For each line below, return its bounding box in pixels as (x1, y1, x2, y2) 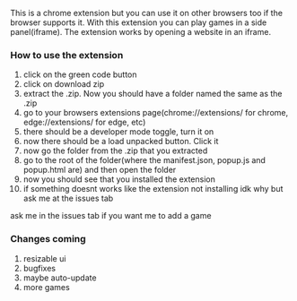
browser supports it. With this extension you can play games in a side (10, 17, 267, 28)
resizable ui (22, 253, 66, 263)
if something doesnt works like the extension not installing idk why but (22, 184, 284, 194)
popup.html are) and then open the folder (22, 165, 177, 176)
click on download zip (22, 79, 105, 90)
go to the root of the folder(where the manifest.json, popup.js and (22, 155, 266, 166)
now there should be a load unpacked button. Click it (22, 136, 219, 147)
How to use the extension (10, 48, 124, 61)
